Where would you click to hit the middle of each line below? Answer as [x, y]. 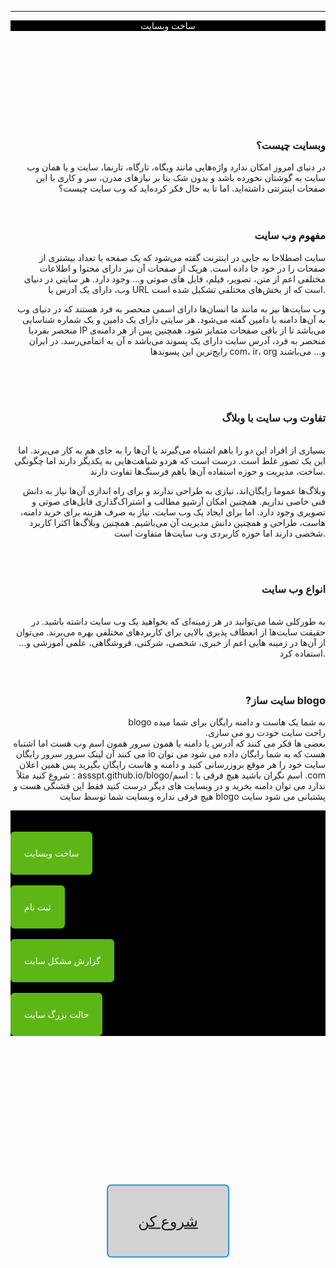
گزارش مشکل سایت [62, 961]
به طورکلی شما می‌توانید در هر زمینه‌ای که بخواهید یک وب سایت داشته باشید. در [178, 622]
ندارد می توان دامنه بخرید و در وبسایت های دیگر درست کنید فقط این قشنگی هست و [169, 786]
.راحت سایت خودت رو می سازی [265, 733]
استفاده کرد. [302, 653]
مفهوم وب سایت [290, 236]
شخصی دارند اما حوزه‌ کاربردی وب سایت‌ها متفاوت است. [219, 533]
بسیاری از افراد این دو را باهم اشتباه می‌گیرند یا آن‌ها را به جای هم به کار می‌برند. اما [172, 450]
